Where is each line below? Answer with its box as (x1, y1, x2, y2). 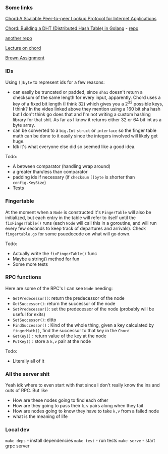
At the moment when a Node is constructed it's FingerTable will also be (5, 209, 151, 215)
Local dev (5, 426, 30, 433)
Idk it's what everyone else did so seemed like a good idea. (12, 144, 136, 150)
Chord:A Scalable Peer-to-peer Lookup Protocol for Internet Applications (5, 16, 157, 22)
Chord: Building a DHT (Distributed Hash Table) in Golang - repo (5, 25, 139, 31)
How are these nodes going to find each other (12, 397, 108, 403)
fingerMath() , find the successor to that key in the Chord (12, 327, 130, 333)
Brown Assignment (5, 55, 44, 61)
